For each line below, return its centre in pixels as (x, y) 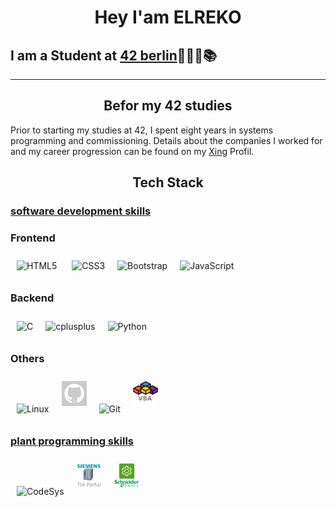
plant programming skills (72, 441)
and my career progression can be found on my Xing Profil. (132, 151)
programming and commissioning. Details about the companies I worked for (166, 140)
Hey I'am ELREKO (168, 17)
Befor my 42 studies (168, 106)
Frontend (33, 238)
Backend (32, 298)
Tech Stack (168, 182)
